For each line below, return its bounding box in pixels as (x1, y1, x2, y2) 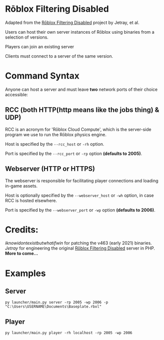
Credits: (5, 224, 39, 235)
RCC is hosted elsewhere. (5, 197, 57, 203)
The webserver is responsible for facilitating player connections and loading (5, 177, 159, 184)
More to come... (5, 251, 38, 256)
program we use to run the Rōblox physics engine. (5, 131, 107, 137)
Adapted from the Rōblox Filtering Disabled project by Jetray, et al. (5, 20, 140, 25)
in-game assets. (5, 183, 38, 189)
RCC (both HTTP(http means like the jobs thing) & (5, 106, 160, 114)
